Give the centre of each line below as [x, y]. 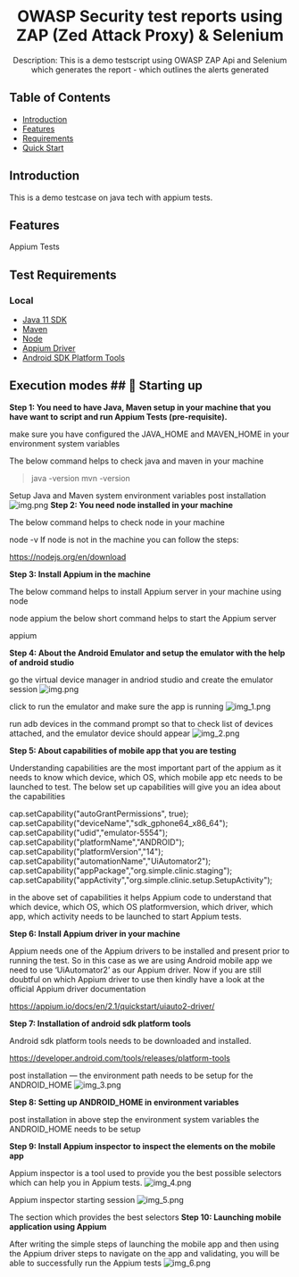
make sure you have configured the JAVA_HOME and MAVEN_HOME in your [149, 434]
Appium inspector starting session [72, 1199]
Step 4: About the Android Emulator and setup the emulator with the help [147, 653]
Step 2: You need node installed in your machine [142, 505]
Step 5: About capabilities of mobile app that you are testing [123, 750]
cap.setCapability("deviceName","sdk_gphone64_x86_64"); [119, 822]
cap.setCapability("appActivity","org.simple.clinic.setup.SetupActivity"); [141, 880]
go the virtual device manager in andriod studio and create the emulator [141, 680]
